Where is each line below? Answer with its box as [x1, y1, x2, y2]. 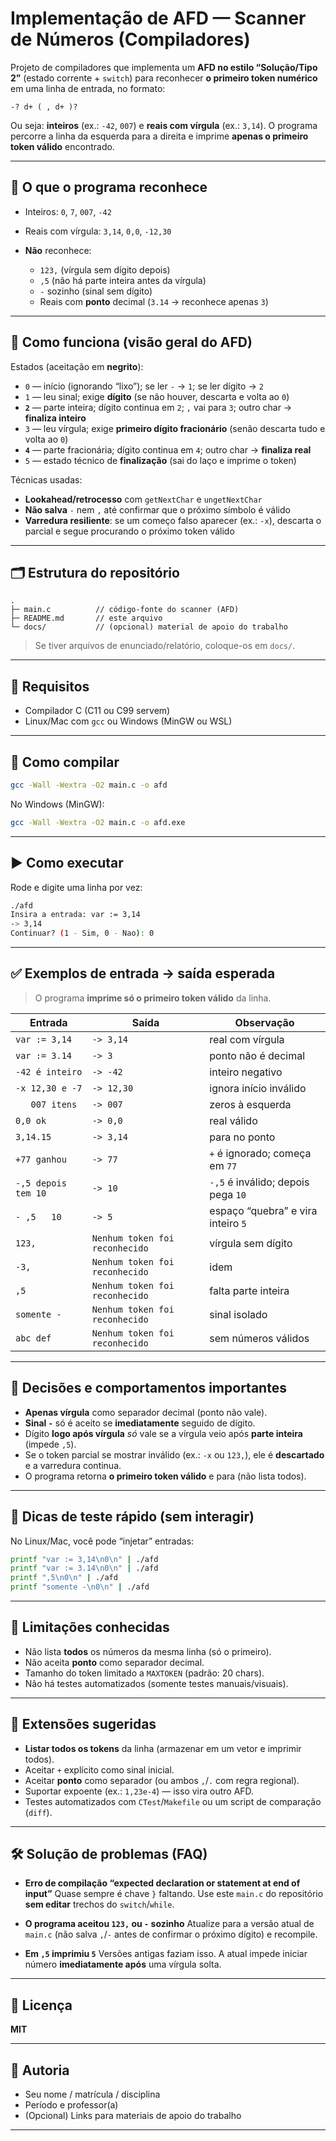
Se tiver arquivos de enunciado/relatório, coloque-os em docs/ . [34, 640, 296, 652]
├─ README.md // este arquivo [10, 613, 163, 624]
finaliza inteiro [24, 412, 87, 424]
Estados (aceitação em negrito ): [10, 360, 144, 372]
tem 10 [15, 1187, 47, 1199]
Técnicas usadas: [10, 473, 83, 486]
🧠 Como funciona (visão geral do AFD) [10, 334, 253, 351]
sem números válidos [209, 1331, 310, 1345]
